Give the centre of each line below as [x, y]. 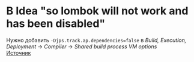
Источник [19, 52]
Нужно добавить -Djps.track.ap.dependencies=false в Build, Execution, [96, 40]
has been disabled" [56, 24]
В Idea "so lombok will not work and [97, 11]
